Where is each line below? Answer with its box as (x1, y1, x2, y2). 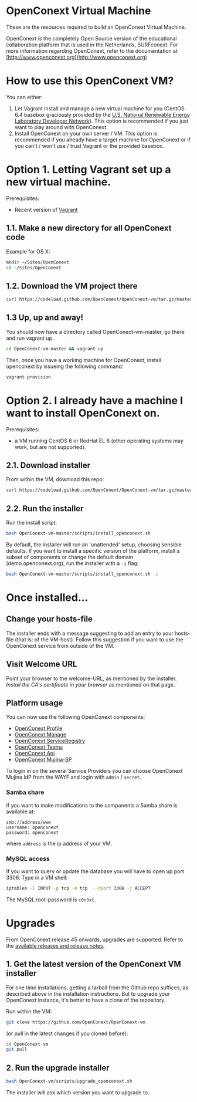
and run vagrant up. (6, 334, 54, 342)
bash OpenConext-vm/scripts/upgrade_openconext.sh (6, 1079, 133, 1084)
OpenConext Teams (14, 743, 63, 751)
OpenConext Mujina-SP (14, 756, 72, 763)
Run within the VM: (6, 1008, 52, 1015)
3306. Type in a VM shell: (6, 874, 68, 881)
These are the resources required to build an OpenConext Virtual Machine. (6, 23, 186, 31)
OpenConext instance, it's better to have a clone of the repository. (6, 996, 166, 1003)
